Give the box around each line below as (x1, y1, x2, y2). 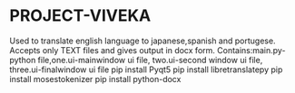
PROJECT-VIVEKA (9, 5, 152, 26)
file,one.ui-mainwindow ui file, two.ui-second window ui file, (37, 54, 263, 65)
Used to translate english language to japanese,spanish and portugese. (9, 35, 276, 46)
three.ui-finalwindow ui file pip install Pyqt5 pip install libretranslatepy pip (9, 64, 283, 75)
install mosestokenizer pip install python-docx (9, 73, 182, 84)
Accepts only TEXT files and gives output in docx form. (9, 44, 216, 55)
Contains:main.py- (217, 44, 286, 55)
